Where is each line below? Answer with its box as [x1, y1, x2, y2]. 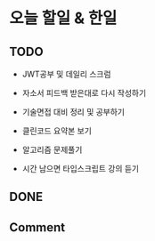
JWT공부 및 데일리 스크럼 [21, 68, 111, 79]
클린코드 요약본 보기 [21, 125, 92, 136]
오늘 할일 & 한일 [9, 8, 118, 28]
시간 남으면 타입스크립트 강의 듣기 [21, 164, 140, 173]
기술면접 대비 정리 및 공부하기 [21, 107, 125, 116]
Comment [9, 220, 66, 235]
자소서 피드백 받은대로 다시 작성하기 [21, 88, 147, 98]
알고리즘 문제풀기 [21, 144, 83, 155]
